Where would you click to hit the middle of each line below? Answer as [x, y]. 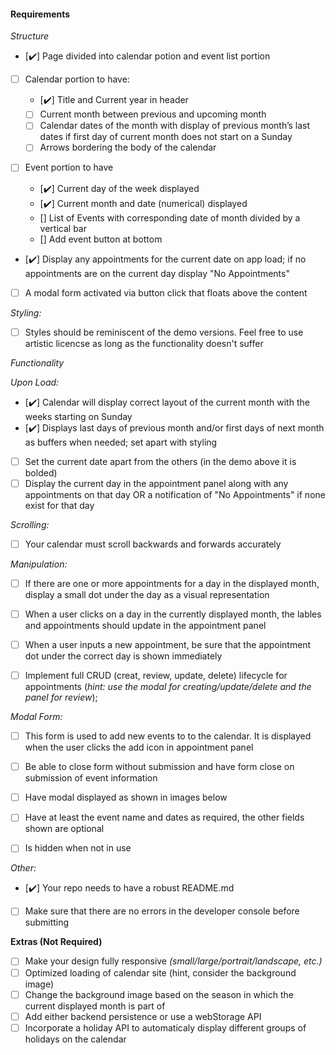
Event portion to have [69, 167]
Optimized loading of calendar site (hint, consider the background [160, 972]
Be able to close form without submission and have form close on [159, 767]
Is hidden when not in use [78, 848]
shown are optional [64, 829]
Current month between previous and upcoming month [153, 114]
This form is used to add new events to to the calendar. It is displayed [168, 736]
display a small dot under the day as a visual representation [147, 594]
